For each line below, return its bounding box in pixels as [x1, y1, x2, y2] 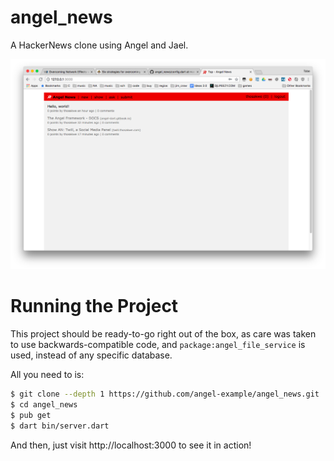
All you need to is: [10, 369, 85, 381]
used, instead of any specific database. [10, 349, 173, 361]
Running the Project [10, 295, 179, 318]
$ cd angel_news [10, 399, 78, 410]
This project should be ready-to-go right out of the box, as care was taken [10, 328, 317, 340]
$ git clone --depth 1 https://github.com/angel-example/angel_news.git [10, 389, 320, 400]
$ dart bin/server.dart [10, 421, 110, 431]
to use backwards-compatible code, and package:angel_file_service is [10, 339, 306, 351]
